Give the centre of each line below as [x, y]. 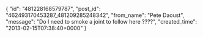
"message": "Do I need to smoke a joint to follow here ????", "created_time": [102, 22]
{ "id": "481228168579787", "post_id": [53, 9]
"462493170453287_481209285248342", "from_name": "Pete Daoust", [95, 15]
